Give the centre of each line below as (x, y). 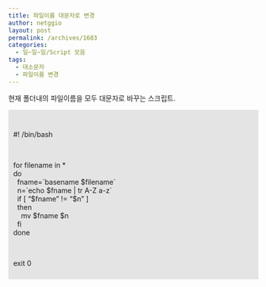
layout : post (30, 30)
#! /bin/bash (33, 134)
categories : (28, 45)
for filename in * (39, 165)
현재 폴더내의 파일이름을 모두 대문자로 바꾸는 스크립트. (92, 98)
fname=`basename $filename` (67, 182)
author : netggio (35, 23)
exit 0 (22, 263)
